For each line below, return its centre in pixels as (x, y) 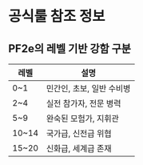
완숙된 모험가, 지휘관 (83, 119)
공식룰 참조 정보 (57, 16)
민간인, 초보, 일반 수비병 (88, 89)
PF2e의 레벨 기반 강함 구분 (70, 48)
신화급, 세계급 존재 (79, 149)
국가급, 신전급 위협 (79, 133)
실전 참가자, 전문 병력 (83, 103)
